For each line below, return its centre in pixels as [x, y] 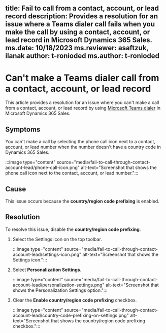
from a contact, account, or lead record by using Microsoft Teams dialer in [83, 108]
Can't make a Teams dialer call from [82, 78]
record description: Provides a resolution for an [82, 16]
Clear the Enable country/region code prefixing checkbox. [75, 300]
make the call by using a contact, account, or [78, 32]
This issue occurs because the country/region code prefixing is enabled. [82, 201]
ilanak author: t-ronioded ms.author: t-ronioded [82, 56]
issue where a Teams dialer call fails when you [80, 24]
